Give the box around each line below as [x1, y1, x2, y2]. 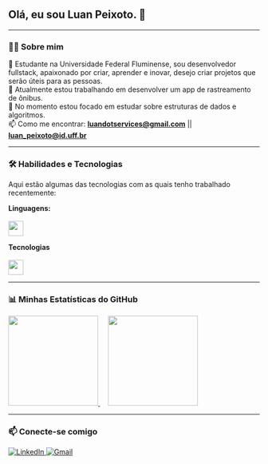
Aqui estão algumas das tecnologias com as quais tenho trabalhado [8, 180, 231, 189]
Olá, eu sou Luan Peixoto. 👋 [8, 8, 146, 22]
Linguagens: [8, 204, 51, 213]
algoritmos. [8, 110, 45, 120]
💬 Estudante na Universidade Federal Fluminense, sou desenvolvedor [8, 59, 237, 69]
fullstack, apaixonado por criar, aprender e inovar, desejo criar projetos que [8, 68, 256, 77]
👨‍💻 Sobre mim [8, 41, 64, 52]
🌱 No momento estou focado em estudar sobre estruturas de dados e [8, 101, 237, 112]
